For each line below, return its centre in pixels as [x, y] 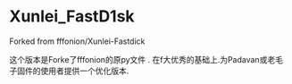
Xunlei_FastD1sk [72, 17]
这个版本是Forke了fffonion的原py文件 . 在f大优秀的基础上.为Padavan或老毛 [146, 59]
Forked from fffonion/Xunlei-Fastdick [77, 41]
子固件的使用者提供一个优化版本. [69, 71]
